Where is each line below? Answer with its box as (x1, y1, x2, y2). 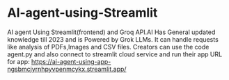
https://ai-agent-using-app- (31, 57, 111, 65)
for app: (7, 57, 30, 65)
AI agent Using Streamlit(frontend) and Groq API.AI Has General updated (7, 28, 216, 36)
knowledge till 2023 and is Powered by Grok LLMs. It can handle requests (7, 35, 219, 43)
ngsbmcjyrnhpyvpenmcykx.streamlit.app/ (7, 65, 127, 73)
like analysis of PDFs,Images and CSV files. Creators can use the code (7, 42, 210, 51)
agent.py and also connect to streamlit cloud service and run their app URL (7, 50, 223, 58)
